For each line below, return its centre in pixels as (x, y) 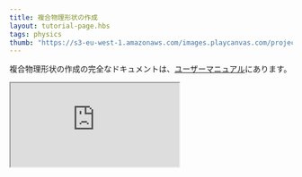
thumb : (22, 42)
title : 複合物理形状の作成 (54, 17)
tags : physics (36, 34)
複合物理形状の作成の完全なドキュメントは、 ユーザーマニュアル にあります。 (151, 69)
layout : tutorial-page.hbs (60, 26)
